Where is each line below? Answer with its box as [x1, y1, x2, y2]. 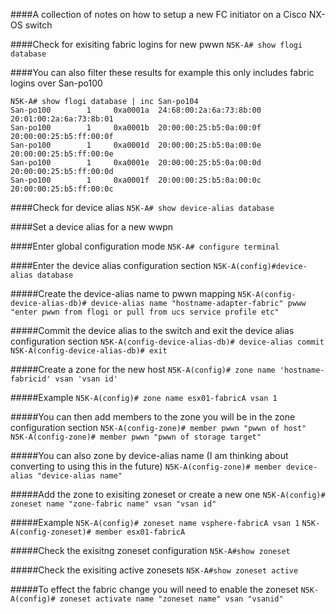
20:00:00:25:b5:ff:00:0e [10, 149, 114, 159]
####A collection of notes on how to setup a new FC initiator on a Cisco [10, 9, 307, 20]
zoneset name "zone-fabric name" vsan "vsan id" [10, 499, 217, 509]
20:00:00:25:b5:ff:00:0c [10, 184, 114, 194]
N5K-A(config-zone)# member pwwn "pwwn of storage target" [10, 432, 262, 442]
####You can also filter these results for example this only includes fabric [10, 67, 315, 78]
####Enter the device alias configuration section [10, 260, 212, 271]
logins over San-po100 [10, 77, 103, 89]
